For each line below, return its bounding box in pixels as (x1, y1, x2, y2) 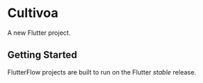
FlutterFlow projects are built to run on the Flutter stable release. (7, 67, 197, 76)
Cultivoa (7, 5, 58, 21)
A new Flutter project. (7, 28, 71, 37)
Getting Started (7, 49, 78, 61)
